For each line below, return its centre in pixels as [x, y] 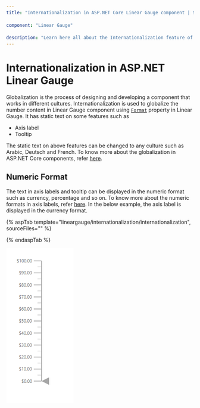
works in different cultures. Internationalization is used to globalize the [92, 104]
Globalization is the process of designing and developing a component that [98, 97]
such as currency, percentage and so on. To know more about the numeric [98, 197]
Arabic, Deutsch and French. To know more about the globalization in [91, 152]
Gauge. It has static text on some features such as [68, 116]
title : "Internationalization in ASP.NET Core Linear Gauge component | [98, 13]
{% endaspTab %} [29, 240]
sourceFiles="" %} [29, 228]
